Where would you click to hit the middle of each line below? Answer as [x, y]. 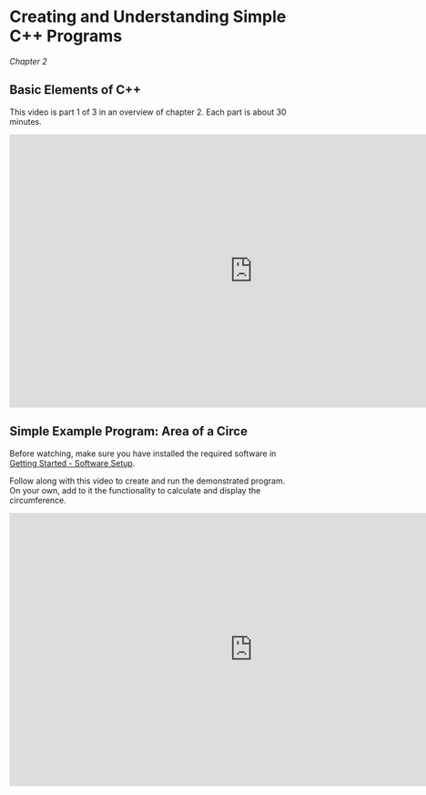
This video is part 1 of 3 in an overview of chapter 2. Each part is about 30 [148, 112]
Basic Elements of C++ [76, 90]
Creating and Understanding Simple [148, 17]
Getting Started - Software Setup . [72, 463]
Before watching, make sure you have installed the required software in [143, 454]
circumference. [38, 500]
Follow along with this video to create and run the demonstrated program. [147, 481]
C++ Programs [66, 36]
